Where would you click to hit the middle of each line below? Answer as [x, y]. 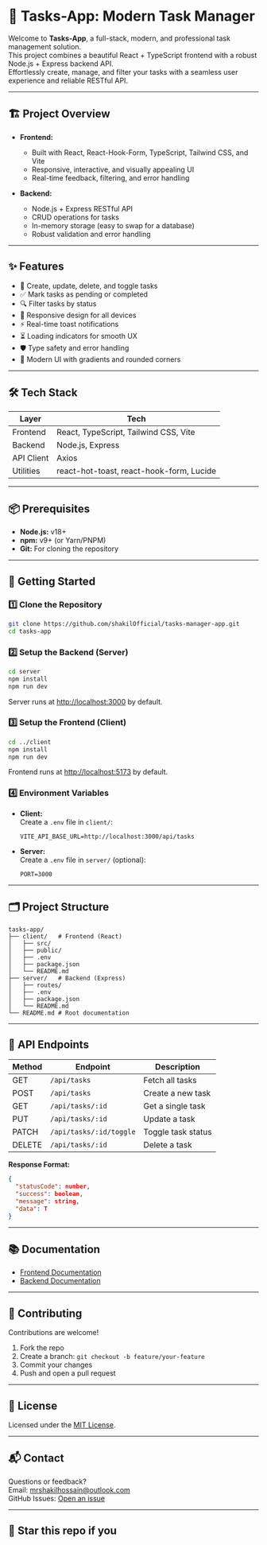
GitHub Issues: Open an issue [57, 1498]
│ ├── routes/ [35, 985]
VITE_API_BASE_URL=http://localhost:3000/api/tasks [107, 837]
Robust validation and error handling [91, 234]
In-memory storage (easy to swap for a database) [113, 225]
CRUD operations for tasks [75, 217]
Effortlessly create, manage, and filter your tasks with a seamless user [123, 72]
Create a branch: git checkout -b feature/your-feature [112, 1357]
